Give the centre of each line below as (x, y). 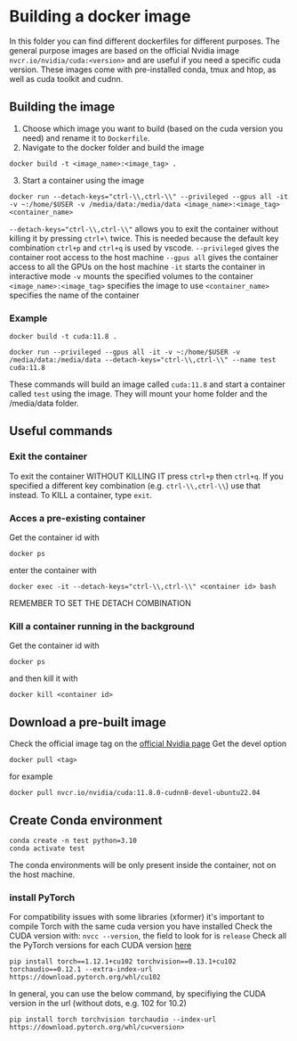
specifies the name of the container (74, 295)
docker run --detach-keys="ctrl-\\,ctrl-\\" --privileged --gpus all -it (149, 197)
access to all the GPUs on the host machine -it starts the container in (137, 266)
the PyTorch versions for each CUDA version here (100, 946)
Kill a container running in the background (102, 626)
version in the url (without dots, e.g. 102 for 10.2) (98, 1004)
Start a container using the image (83, 180)
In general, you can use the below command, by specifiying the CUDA (138, 994)
